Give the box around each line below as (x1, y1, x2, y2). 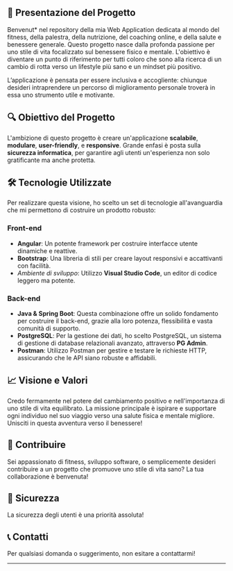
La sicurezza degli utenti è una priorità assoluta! (7, 510, 144, 519)
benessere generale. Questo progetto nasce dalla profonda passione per (7, 40, 215, 49)
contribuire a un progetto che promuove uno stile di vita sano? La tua (7, 465, 205, 473)
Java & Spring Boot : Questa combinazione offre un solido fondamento (17, 309, 218, 318)
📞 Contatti (7, 531, 49, 542)
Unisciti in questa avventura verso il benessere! (7, 419, 143, 427)
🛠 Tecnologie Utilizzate (7, 177, 112, 188)
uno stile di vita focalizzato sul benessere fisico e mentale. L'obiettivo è (7, 47, 210, 56)
